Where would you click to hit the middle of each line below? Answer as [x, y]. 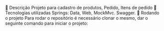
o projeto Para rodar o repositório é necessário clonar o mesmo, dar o [77, 18]
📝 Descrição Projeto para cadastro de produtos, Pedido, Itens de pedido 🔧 [81, 8]
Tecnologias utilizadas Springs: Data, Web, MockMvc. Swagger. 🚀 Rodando [82, 13]
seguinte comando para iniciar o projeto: [47, 23]
